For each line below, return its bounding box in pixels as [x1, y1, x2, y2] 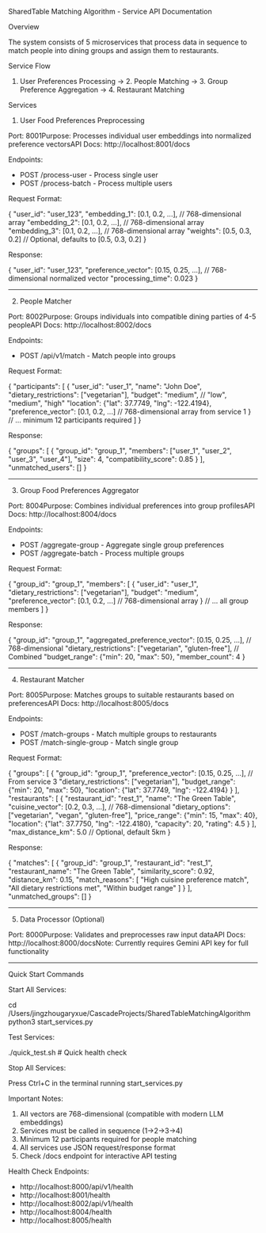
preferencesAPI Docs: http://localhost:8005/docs [8, 699, 169, 708]
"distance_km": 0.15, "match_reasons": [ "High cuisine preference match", [8, 875, 249, 884]
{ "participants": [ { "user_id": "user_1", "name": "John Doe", [8, 382, 202, 391]
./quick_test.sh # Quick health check [8, 1048, 127, 1057]
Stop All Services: [8, 1063, 66, 1072]
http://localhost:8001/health [19, 1190, 111, 1200]
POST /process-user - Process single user [19, 170, 158, 179]
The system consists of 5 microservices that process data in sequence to [8, 37, 248, 47]
